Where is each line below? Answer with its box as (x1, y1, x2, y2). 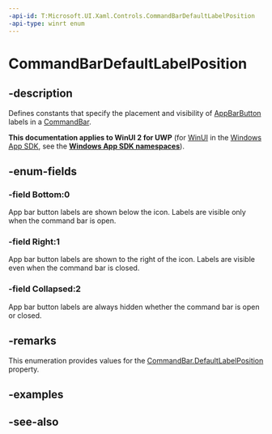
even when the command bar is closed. (8, 263, 140, 273)
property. (8, 364, 40, 374)
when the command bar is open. (8, 216, 117, 226)
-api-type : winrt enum (8, 19, 85, 28)
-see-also (8, 415, 59, 429)
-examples (8, 387, 64, 402)
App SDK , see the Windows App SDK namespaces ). (8, 141, 185, 151)
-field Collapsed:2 (8, 283, 81, 294)
